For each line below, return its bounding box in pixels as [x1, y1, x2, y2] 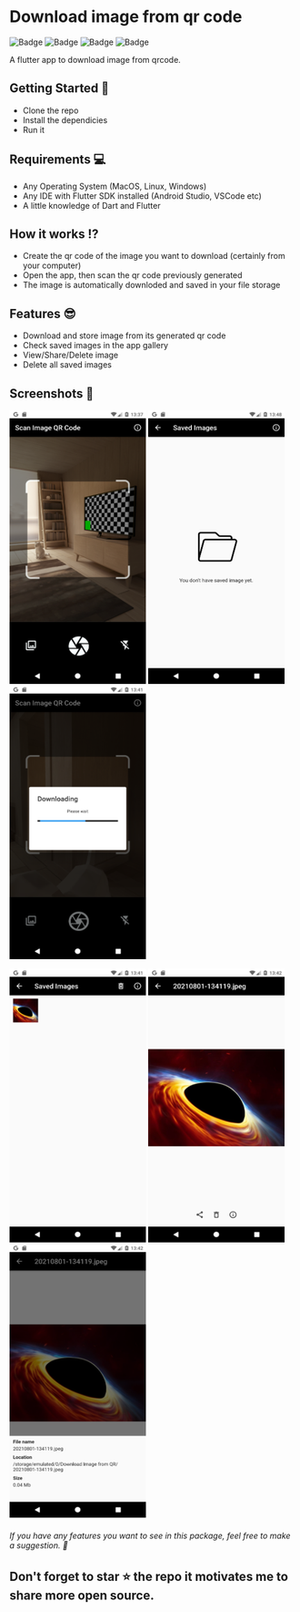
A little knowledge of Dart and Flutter [22, 200, 161, 211]
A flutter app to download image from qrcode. [9, 54, 182, 65]
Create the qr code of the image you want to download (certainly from [22, 251, 285, 262]
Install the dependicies [22, 114, 108, 125]
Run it [22, 124, 45, 135]
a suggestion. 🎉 [9, 1539, 68, 1551]
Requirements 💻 [9, 152, 106, 168]
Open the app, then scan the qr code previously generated [22, 270, 243, 281]
